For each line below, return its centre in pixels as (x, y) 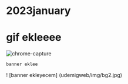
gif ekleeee (34, 38)
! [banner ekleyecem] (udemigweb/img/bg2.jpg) (64, 75)
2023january (38, 11)
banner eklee (22, 64)
